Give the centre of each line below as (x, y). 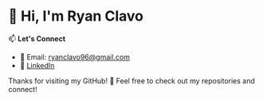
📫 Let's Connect (37, 38)
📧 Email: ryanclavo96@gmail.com (75, 57)
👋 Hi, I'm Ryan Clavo (76, 16)
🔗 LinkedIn (37, 65)
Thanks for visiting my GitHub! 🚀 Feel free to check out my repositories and (131, 81)
